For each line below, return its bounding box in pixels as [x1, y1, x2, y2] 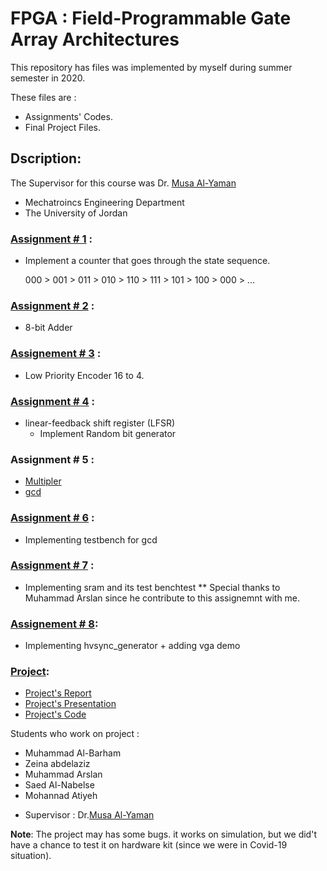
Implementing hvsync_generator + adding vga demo [24, 640, 241, 652]
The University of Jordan [24, 207, 128, 219]
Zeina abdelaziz [24, 758, 91, 770]
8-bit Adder [24, 322, 73, 334]
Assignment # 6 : [10, 511, 95, 525]
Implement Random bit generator [39, 427, 177, 439]
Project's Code [24, 708, 87, 721]
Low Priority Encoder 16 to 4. [24, 369, 145, 381]
